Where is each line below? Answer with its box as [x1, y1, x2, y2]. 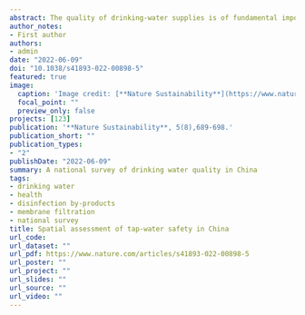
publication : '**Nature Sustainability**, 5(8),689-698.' [9, 123, 233, 133]
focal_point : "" [17, 97, 79, 107]
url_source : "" [9, 283, 67, 292]
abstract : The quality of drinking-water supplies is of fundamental [9, 13, 279, 23]
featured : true [9, 73, 67, 82]
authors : [9, 38, 43, 48]
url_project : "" [9, 267, 71, 276]
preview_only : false [17, 106, 95, 115]
